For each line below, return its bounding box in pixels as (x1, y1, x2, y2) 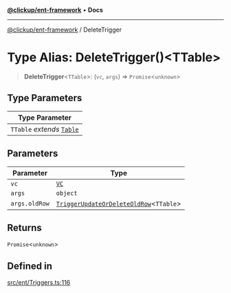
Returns (7, 221, 43, 233)
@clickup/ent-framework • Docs (7, 6, 103, 14)
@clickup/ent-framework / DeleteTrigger (7, 25, 122, 34)
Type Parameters (7, 92, 82, 104)
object (56, 189, 78, 197)
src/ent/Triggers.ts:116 (7, 279, 71, 287)
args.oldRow (10, 199, 50, 207)
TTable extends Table (10, 124, 79, 133)
